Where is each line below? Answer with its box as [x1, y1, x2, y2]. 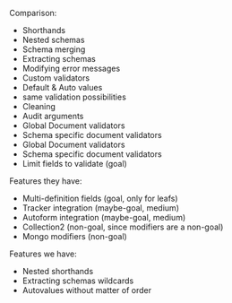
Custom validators [21, 73, 90, 83]
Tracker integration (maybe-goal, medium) [21, 203, 179, 213]
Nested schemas [21, 35, 85, 45]
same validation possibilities [21, 91, 127, 102]
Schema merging [21, 44, 86, 55]
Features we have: [9, 248, 78, 259]
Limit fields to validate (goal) [21, 159, 127, 169]
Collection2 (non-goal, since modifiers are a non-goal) [21, 221, 224, 232]
